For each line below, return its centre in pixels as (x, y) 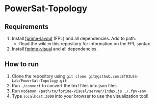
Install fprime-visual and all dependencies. (54, 49)
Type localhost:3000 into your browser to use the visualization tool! (80, 96)
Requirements (26, 27)
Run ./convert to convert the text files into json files (64, 85)
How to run (22, 64)
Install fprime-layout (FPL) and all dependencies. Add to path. (74, 38)
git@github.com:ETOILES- (114, 77)
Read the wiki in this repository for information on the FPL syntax (84, 44)
